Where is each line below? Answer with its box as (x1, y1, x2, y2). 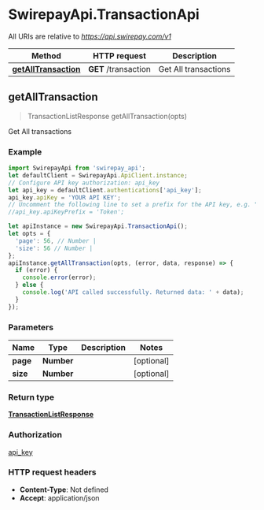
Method (31, 50, 61, 61)
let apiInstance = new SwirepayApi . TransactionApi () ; (8, 222, 189, 230)
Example (8, 146, 42, 157)
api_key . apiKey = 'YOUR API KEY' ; (8, 193, 122, 202)
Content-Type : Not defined (19, 485, 108, 494)
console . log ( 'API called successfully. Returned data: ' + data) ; (22, 289, 244, 296)
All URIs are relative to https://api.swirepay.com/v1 (8, 32, 171, 41)
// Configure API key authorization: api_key (8, 179, 159, 187)
